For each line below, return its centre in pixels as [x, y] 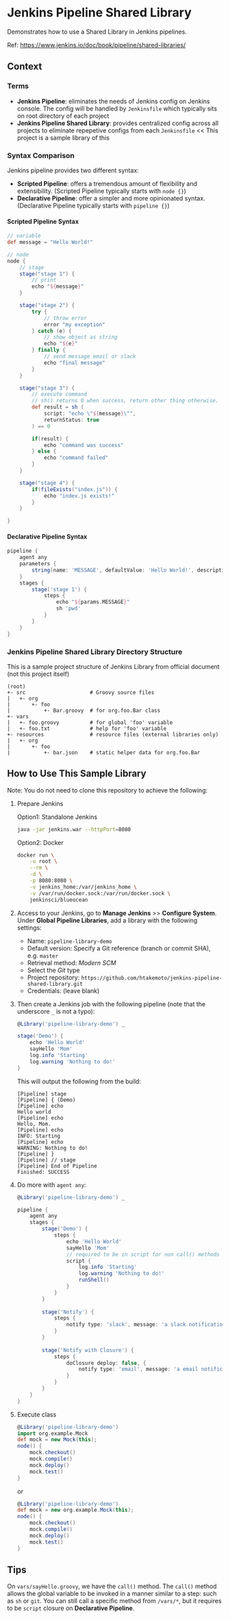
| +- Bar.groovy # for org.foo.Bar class [84, 710]
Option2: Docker [40, 842]
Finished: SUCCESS [43, 1172]
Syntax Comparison [41, 155]
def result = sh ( [58, 407]
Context [25, 67]
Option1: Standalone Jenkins [57, 817]
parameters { [38, 564]
